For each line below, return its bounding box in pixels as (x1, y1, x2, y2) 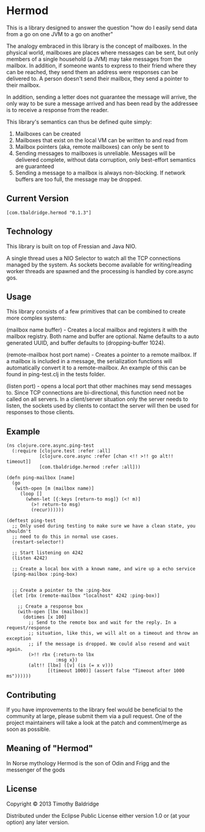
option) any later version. (6, 819, 69, 826)
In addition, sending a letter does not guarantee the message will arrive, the (6, 93, 197, 100)
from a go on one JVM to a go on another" (6, 30, 113, 37)
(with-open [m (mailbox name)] (14, 485, 95, 492)
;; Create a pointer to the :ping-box (12, 588, 111, 594)
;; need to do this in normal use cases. (12, 534, 119, 540)
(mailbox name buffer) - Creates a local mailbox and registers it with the (6, 326, 188, 334)
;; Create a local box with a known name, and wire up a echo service (12, 566, 196, 572)
